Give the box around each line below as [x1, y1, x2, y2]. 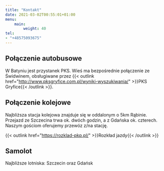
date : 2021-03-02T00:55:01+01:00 [5, 12, 76, 17]
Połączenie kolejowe [5, 98, 71, 107]
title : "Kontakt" [5, 7, 42, 13]
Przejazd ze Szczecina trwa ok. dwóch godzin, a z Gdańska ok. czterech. [5, 117, 158, 123]
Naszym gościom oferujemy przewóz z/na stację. [5, 122, 108, 129]
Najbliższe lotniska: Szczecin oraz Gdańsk [5, 160, 93, 166]
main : [14, 21, 26, 27]
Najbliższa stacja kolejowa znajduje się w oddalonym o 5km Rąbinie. [5, 111, 147, 118]
